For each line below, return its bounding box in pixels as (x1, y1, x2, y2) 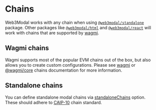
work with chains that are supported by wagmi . (5, 30, 100, 36)
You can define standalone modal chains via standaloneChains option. (5, 94, 146, 100)
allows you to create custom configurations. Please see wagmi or (5, 62, 136, 68)
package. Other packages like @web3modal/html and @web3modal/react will (5, 24, 152, 30)
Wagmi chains (5, 44, 50, 52)
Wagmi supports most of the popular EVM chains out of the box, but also (5, 57, 151, 63)
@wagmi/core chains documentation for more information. (5, 67, 122, 73)
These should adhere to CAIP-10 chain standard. (5, 99, 102, 105)
